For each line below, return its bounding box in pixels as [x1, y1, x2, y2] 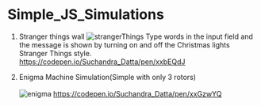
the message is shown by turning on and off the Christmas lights [18, 40, 231, 49]
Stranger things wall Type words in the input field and [18, 32, 253, 41]
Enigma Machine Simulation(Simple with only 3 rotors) [18, 72, 196, 81]
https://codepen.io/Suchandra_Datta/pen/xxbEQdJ [18, 57, 186, 66]
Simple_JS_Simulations [7, 6, 164, 24]
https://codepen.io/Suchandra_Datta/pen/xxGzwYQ [53, 89, 222, 98]
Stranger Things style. [18, 48, 92, 58]
